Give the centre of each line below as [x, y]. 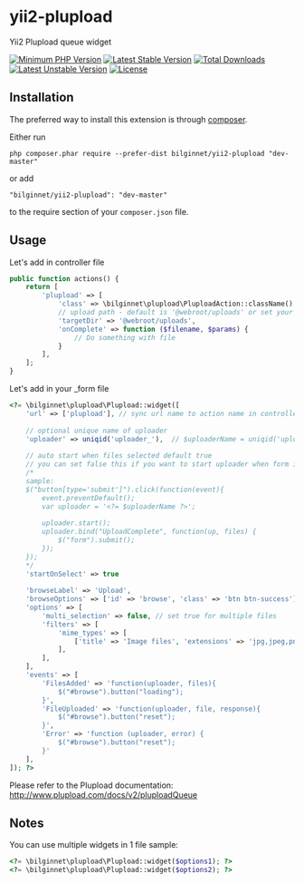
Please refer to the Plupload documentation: [91, 785]
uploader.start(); [76, 523]
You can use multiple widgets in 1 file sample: [94, 845]
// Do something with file [125, 337]
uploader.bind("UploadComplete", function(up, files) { [149, 532]
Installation [42, 97]
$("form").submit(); [96, 540]
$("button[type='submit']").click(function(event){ [125, 490]
